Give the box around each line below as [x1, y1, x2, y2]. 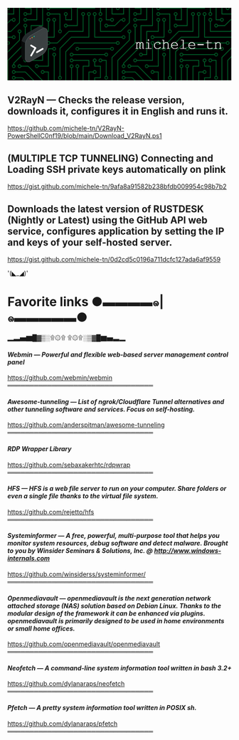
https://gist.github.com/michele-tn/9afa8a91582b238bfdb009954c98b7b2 [7, 182, 227, 191]
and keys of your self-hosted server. [7, 236, 173, 248]
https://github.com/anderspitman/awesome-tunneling [7, 421, 165, 429]
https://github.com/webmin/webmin [7, 374, 112, 382]
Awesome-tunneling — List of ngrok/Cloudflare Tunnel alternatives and [7, 397, 225, 406]
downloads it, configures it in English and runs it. [7, 105, 229, 117]
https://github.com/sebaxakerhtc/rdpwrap [7, 460, 131, 469]
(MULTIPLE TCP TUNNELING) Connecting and [7, 152, 213, 164]
